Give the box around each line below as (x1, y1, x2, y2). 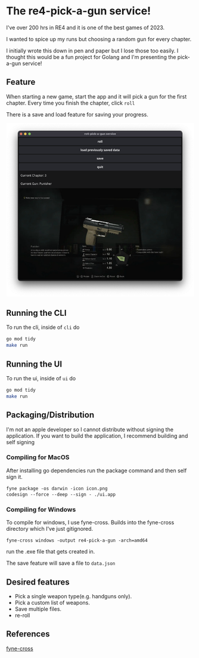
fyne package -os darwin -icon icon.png (6, 485, 108, 491)
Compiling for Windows (6, 505, 76, 514)
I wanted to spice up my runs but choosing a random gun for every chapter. (6, 35, 192, 42)
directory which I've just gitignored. (6, 525, 94, 533)
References (6, 629, 50, 639)
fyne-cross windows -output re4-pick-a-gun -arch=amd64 (6, 537, 148, 544)
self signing (6, 438, 35, 445)
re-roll (14, 611, 30, 619)
